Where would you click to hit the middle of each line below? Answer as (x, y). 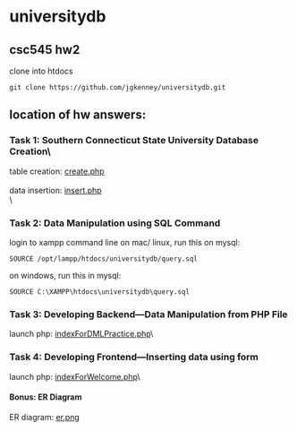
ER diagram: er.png (45, 417)
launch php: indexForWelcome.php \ (75, 376)
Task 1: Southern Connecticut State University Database (134, 141)
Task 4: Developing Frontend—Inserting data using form (134, 358)
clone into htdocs (41, 71)
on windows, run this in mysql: (65, 275)
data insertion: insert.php (55, 190)
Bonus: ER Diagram (46, 397)
